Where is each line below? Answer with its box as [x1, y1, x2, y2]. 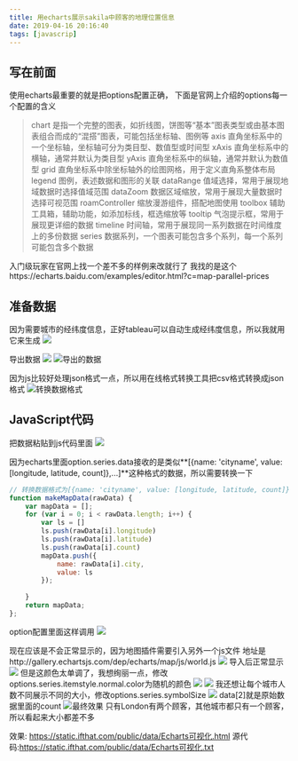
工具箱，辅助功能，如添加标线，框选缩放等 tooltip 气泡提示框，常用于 [30, 209, 285, 219]
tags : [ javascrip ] [9, 29, 77, 38]
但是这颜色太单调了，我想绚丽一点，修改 [20, 667, 169, 678]
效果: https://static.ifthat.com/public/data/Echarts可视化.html [9, 730, 231, 741]
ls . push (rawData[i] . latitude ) [41, 535, 153, 544]
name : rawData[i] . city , [56, 559, 145, 568]
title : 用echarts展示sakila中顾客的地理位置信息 [9, 12, 175, 22]
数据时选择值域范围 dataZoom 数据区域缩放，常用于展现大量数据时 [38, 186, 283, 197]
